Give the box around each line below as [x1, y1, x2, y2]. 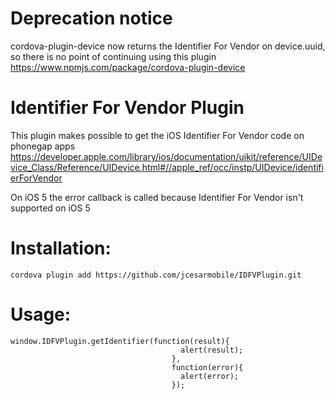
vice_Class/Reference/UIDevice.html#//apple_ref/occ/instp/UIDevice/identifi [10, 161, 324, 173]
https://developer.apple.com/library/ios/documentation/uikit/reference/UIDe [10, 150, 323, 162]
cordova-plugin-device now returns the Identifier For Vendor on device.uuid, [10, 40, 326, 52]
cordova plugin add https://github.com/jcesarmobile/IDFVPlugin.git [10, 270, 302, 280]
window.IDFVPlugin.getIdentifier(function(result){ [10, 336, 230, 346]
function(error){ [171, 362, 244, 372]
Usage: [10, 303, 72, 326]
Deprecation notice [10, 7, 173, 30]
